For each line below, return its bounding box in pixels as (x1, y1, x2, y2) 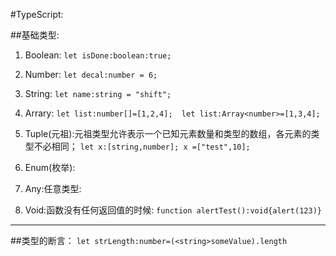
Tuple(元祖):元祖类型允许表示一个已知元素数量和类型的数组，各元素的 (24, 128, 312, 139)
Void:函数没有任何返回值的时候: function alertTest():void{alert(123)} (24, 204, 322, 216)
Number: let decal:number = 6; (24, 69, 158, 80)
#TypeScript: (10, 9, 64, 20)
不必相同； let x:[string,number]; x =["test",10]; (33, 140, 251, 152)
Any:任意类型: (24, 183, 82, 194)
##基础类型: (10, 29, 60, 41)
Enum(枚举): (24, 162, 76, 173)
